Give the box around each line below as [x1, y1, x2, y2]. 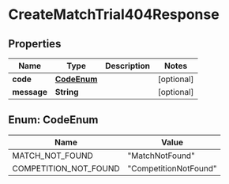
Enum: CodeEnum [8, 113, 99, 127]
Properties [8, 37, 62, 51]
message [12, 87, 47, 97]
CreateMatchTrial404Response [8, 6, 220, 24]
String [54, 87, 79, 97]
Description [105, 61, 150, 71]
